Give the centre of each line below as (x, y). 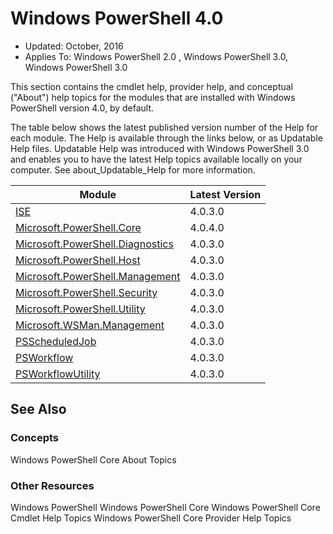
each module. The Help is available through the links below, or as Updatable (166, 138)
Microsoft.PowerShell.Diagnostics (94, 244)
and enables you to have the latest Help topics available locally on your (156, 159)
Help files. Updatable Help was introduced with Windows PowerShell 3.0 (160, 148)
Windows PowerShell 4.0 (117, 18)
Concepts (35, 438)
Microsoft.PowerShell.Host (78, 260)
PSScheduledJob (56, 341)
